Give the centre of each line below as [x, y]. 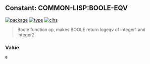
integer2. [26, 34]
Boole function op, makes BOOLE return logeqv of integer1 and [81, 30]
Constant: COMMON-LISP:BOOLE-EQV [66, 8]
